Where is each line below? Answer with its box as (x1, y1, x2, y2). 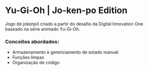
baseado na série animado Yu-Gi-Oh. (5, 26, 80, 32)
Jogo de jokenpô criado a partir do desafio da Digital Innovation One (5, 21, 144, 27)
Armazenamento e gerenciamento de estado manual (12, 49, 119, 55)
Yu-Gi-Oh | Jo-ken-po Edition (5, 5, 127, 16)
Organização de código (12, 60, 60, 66)
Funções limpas (12, 54, 45, 60)
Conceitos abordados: (5, 38, 59, 45)
